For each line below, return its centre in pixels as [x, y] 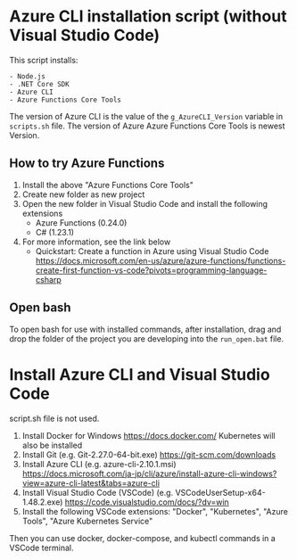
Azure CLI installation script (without [148, 16]
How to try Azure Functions [87, 164]
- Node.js [28, 76]
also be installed [52, 445]
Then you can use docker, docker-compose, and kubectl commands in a [143, 538]
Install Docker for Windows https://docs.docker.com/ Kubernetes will [148, 435]
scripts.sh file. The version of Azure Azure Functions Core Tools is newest [147, 126]
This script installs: [44, 60]
